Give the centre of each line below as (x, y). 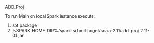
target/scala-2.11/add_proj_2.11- (118, 30)
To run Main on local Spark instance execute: (50, 16)
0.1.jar (18, 36)
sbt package (24, 25)
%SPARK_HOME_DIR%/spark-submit (49, 30)
